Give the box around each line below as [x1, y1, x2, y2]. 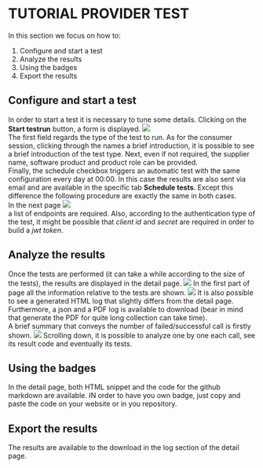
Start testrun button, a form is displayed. [8, 123, 141, 134]
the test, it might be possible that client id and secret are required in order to [8, 217, 254, 227]
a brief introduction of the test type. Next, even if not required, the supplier [8, 149, 250, 158]
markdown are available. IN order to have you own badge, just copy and [8, 391, 241, 400]
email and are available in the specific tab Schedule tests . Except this [8, 182, 234, 192]
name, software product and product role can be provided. [8, 157, 198, 167]
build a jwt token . [8, 225, 64, 234]
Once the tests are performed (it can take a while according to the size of [8, 269, 245, 278]
